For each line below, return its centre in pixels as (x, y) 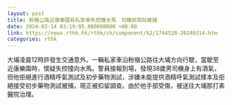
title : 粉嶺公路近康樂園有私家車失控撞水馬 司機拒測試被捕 (82, 20)
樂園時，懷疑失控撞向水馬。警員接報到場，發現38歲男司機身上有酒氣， (120, 68)
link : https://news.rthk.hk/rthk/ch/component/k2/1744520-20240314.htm (112, 33)
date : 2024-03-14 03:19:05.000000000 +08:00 (72, 26)
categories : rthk (32, 39)
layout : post (26, 13)
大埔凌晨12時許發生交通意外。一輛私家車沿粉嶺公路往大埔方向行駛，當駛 (110, 60)
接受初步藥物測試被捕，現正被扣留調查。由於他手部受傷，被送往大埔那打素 (119, 86)
